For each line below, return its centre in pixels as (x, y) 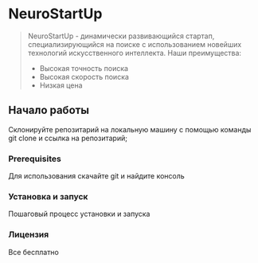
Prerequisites (35, 159)
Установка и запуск (48, 196)
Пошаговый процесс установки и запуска (79, 214)
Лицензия (29, 234)
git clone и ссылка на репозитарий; (68, 138)
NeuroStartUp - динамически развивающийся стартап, (121, 36)
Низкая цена (61, 85)
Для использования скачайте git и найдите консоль (96, 176)
